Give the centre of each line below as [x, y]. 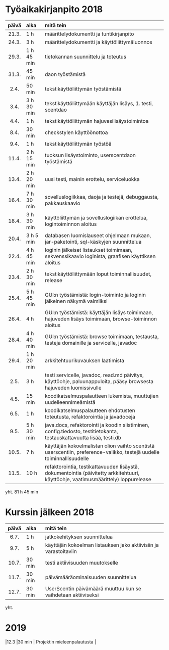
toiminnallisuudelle [67, 458]
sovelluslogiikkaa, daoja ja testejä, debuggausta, [102, 197]
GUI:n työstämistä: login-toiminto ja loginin [95, 295]
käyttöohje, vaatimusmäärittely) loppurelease [98, 479]
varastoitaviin [61, 551]
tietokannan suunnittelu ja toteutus [86, 57]
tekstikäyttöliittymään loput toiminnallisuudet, [98, 274]
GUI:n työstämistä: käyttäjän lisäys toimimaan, [99, 312]
